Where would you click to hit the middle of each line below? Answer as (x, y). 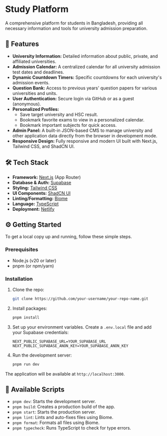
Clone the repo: (28, 289)
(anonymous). (27, 104)
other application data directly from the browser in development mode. (85, 135)
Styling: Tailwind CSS (35, 188)
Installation (19, 279)
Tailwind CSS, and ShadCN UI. (43, 146)
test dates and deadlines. (38, 72)
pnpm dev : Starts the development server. (54, 402)
